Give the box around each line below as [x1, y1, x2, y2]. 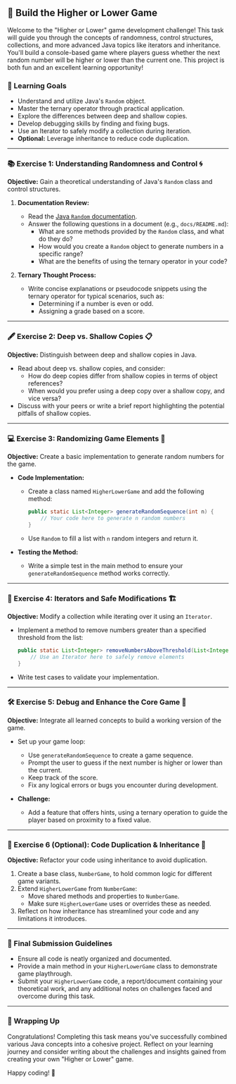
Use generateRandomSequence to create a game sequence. [27, 751, 194, 759]
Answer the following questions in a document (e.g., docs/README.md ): [27, 220, 229, 228]
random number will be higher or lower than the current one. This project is [7, 56, 225, 64]
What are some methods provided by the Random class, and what [38, 227, 225, 236]
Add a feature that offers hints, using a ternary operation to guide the [27, 808, 228, 816]
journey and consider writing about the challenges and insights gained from [7, 1047, 226, 1056]
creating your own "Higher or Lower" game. [7, 1054, 134, 1063]
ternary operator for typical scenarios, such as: [27, 292, 165, 300]
